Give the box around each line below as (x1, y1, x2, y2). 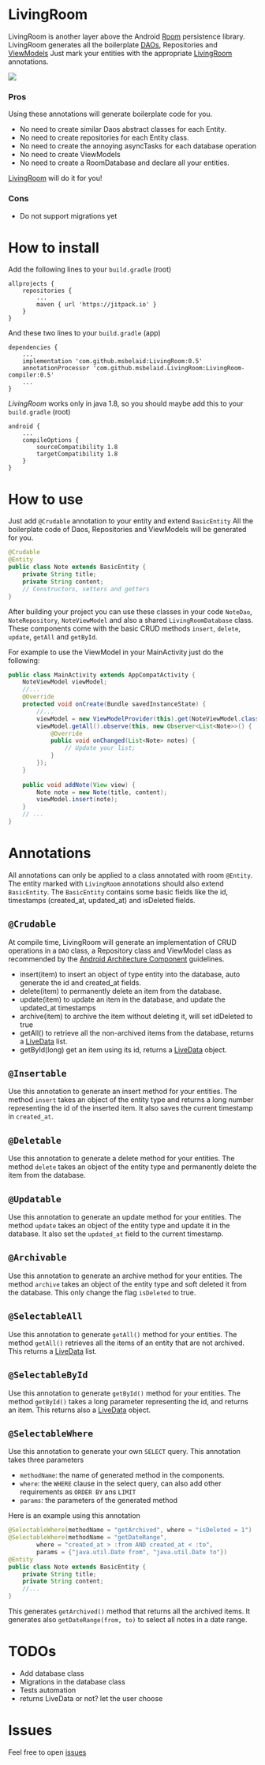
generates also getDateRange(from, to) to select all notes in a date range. (8, 1615, 248, 1624)
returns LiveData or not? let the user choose (19, 1694, 163, 1703)
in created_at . (8, 1111, 54, 1122)
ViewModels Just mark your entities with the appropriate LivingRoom (8, 48, 233, 58)
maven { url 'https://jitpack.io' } (36, 301, 157, 309)
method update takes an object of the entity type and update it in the (8, 1221, 230, 1231)
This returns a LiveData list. (8, 1346, 97, 1355)
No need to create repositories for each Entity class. (19, 133, 189, 143)
